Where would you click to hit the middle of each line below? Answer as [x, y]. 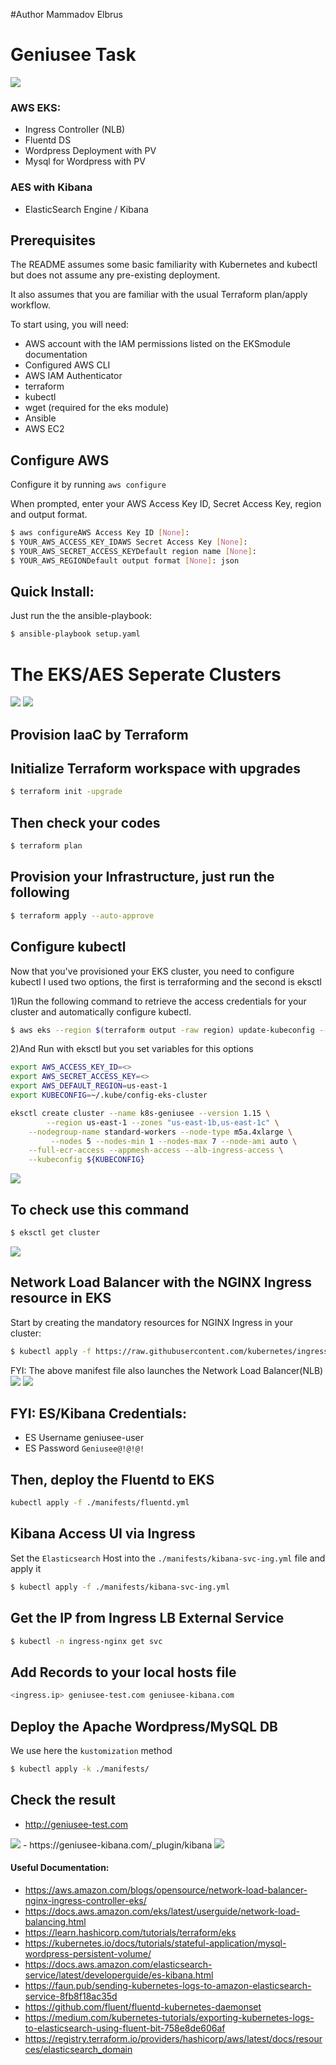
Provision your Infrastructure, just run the [142, 877]
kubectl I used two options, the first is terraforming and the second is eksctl [166, 981]
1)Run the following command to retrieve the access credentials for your [158, 1001]
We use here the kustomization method [91, 1750]
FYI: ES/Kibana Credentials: [98, 1413]
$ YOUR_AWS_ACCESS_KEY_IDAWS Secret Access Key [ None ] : [129, 542]
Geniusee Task [73, 55]
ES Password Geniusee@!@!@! [84, 1448]
